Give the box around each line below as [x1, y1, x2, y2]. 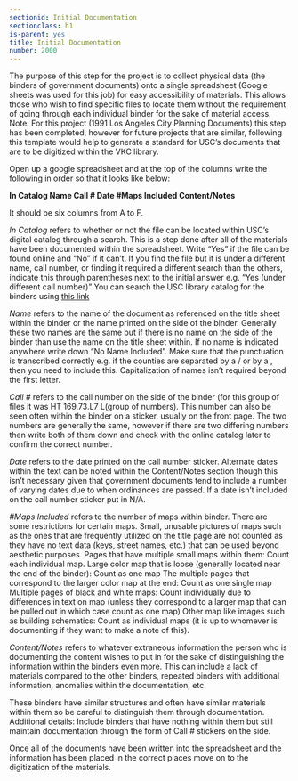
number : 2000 [9, 46, 58, 55]
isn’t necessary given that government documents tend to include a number [9, 476, 287, 486]
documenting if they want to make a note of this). [9, 625, 189, 636]
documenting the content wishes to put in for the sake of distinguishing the [9, 652, 285, 663]
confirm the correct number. [9, 439, 113, 450]
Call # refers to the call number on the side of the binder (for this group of [9, 392, 280, 403]
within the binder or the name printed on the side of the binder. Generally [9, 318, 277, 329]
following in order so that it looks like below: [9, 173, 171, 183]
